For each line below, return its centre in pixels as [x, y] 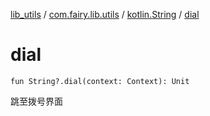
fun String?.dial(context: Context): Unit [100, 81]
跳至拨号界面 [36, 101]
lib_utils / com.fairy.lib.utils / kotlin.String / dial [105, 14]
